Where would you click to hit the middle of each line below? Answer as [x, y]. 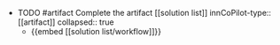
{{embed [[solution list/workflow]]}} [96, 31]
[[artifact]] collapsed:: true [66, 22]
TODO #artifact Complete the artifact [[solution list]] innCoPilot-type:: [144, 13]
